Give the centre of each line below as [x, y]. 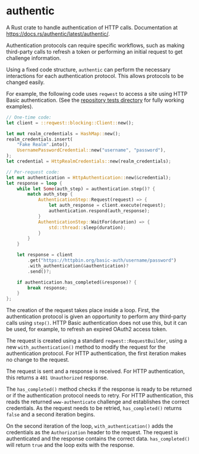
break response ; [48, 288]
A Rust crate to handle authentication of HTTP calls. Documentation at [92, 27]
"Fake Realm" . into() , [43, 145]
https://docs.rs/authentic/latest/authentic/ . [58, 33]
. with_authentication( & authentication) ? [78, 266]
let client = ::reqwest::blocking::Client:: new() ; [70, 123]
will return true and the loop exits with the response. [70, 445]
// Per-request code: [33, 172]
